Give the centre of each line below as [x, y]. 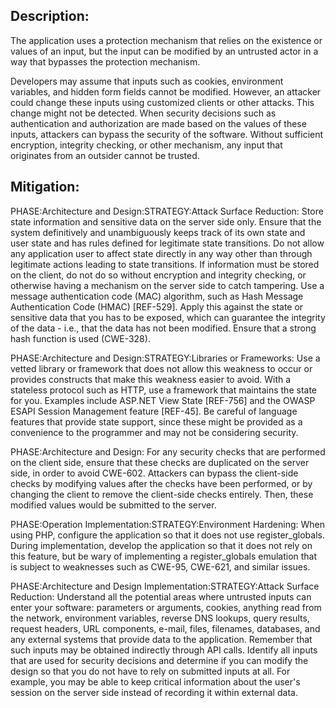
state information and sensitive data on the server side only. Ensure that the [166, 221]
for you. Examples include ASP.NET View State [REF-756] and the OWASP [163, 400]
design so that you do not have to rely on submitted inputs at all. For [150, 671]
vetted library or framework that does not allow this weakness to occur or [161, 368]
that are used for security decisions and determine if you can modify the [159, 660]
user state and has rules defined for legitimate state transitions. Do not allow [167, 243]
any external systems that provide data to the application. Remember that [161, 639]
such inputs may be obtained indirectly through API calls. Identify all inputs [164, 650]
